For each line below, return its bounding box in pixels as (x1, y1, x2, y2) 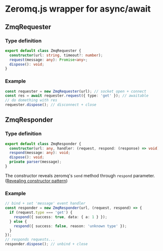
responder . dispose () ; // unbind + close (5, 242, 88, 247)
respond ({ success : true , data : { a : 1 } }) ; (14, 215, 108, 219)
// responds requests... (5, 237, 55, 242)
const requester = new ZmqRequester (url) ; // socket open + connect (5, 89, 147, 94)
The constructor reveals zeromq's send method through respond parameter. (5, 172, 155, 178)
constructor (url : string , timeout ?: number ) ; (9, 52, 103, 58)
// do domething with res (5, 98, 57, 103)
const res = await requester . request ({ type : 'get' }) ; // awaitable (5, 93, 149, 98)
